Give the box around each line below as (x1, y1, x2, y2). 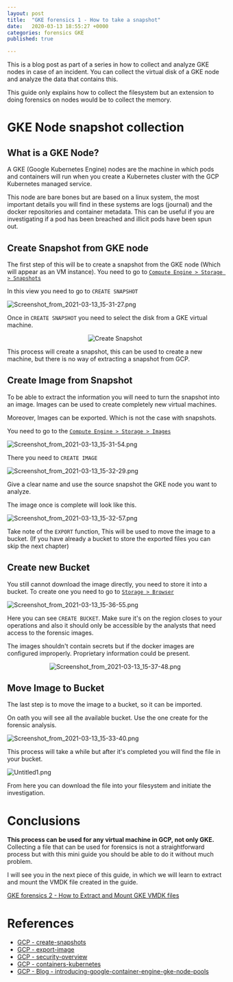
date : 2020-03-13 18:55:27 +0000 (7, 23, 109, 30)
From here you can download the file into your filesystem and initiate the (7, 781, 211, 790)
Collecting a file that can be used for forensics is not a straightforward (7, 843, 205, 852)
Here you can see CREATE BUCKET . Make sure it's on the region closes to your (7, 614, 223, 622)
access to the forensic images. (7, 628, 94, 637)
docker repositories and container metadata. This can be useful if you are (7, 207, 214, 216)
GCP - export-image (16, 946, 75, 954)
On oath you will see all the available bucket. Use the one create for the (7, 713, 208, 722)
